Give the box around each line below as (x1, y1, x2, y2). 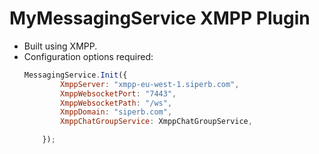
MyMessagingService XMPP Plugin (9, 7, 311, 30)
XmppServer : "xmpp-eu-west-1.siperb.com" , (60, 79, 240, 89)
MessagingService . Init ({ (23, 70, 128, 80)
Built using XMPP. (23, 40, 98, 52)
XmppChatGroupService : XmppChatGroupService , (60, 117, 253, 127)
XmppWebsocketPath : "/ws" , (60, 98, 173, 108)
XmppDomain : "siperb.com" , (60, 107, 173, 117)
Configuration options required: (23, 50, 154, 62)
